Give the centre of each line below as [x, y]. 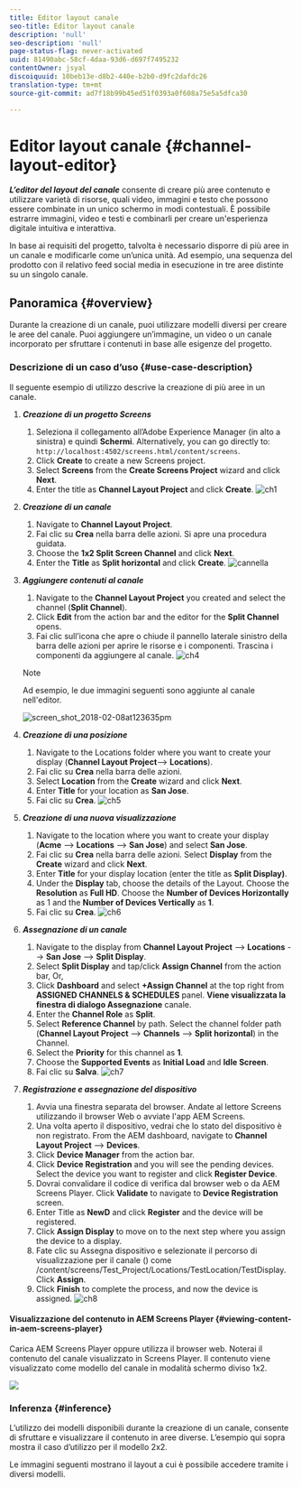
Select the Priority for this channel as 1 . [109, 1052]
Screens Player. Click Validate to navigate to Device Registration [157, 1193]
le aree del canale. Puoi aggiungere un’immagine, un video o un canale [141, 334]
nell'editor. [42, 700]
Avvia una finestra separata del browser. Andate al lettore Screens [159, 1106]
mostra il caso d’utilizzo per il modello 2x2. [89, 1447]
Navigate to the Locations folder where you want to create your [153, 752]
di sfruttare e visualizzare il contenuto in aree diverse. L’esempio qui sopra [147, 1437]
